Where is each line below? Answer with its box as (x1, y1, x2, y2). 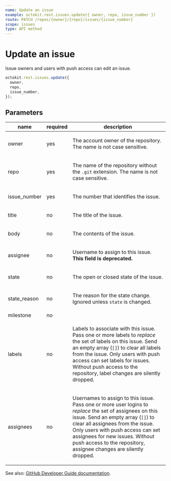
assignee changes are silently (72, 446, 144, 453)
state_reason (8, 295, 39, 302)
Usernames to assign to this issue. (72, 395, 155, 402)
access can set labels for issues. (72, 357, 150, 364)
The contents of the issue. (72, 230, 135, 237)
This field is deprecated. (72, 255, 133, 262)
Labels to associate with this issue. (72, 325, 156, 332)
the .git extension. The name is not (72, 168, 158, 175)
